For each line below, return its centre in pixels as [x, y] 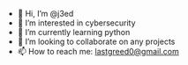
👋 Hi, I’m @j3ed [45, 14]
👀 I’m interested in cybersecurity [76, 23]
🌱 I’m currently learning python [74, 32]
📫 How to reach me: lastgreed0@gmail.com [98, 51]
